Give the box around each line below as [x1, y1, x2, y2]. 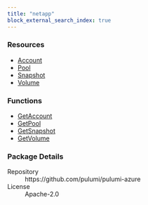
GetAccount [17, 112, 53, 120]
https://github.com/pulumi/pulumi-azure [25, 175, 141, 183]
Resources [7, 40, 45, 50]
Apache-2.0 [25, 190, 60, 199]
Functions [7, 95, 42, 105]
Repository [7, 168, 39, 176]
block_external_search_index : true [7, 17, 112, 24]
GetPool [17, 119, 41, 128]
